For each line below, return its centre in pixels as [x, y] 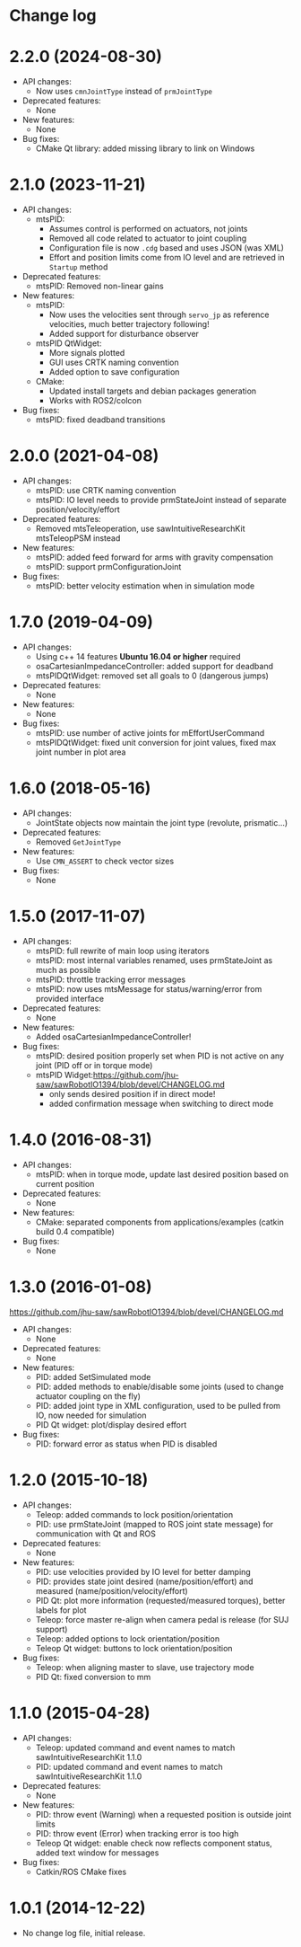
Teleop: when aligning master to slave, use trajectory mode [145, 1667]
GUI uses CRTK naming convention [114, 363]
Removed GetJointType [78, 842]
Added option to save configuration [114, 372]
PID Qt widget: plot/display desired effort [111, 1424]
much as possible [68, 969]
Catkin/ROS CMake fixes [81, 1872]
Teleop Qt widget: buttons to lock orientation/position [134, 1648]
